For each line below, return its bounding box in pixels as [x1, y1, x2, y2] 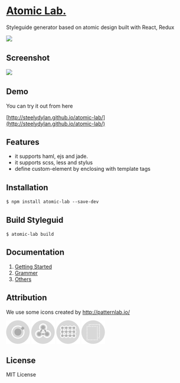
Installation [6, 182, 48, 193]
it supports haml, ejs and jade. [14, 152, 89, 160]
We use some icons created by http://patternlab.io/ [6, 309, 130, 316]
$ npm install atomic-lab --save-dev [6, 199, 99, 205]
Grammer [14, 269, 38, 276]
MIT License [6, 371, 37, 378]
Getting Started [14, 263, 52, 270]
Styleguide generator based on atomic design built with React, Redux [6, 24, 175, 31]
